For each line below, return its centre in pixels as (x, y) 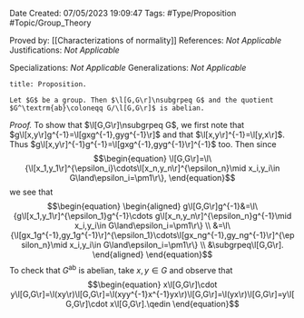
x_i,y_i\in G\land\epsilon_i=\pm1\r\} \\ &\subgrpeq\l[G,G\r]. (177, 245)
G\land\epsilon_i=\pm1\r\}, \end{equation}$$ (152, 178)
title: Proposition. (49, 84)
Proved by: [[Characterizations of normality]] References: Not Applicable (146, 40)
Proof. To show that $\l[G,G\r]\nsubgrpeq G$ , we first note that (127, 125)
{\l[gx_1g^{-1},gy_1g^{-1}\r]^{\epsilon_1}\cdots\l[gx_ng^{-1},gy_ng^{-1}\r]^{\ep (152, 235)
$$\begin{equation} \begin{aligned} (114, 206)
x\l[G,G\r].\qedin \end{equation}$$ (175, 303)
